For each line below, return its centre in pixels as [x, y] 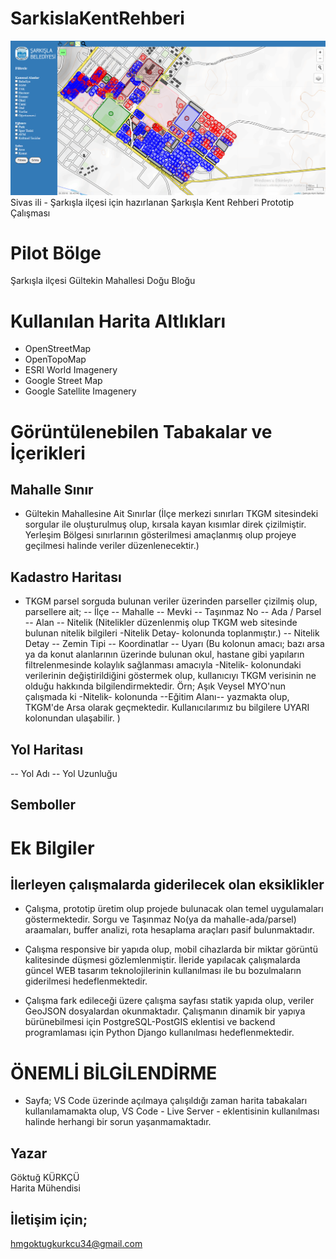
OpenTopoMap [55, 359]
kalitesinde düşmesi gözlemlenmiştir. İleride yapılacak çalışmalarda [162, 960]
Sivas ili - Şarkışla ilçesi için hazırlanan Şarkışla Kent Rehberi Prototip [152, 202]
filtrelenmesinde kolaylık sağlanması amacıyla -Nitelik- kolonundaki [163, 665]
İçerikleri [48, 453]
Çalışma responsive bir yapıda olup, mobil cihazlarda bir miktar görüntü [171, 949]
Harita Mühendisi [45, 1188]
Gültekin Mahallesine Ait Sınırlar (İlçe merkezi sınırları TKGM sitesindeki [171, 514]
